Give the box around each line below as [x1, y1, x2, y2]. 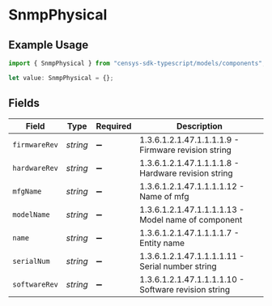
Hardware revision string [139, 168, 233, 179]
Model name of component [139, 214, 243, 225]
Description [176, 120, 223, 131]
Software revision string [139, 283, 231, 295]
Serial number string [139, 261, 217, 272]
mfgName [12, 186, 42, 196]
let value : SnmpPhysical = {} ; [8, 74, 114, 82]
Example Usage [8, 38, 89, 52]
